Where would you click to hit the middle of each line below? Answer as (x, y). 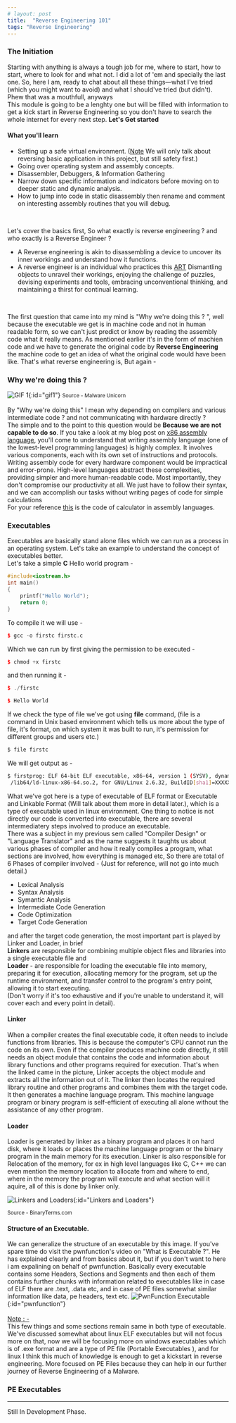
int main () (23, 583)
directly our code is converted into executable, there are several (100, 819)
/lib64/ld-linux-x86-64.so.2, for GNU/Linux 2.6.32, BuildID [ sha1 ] (111, 783)
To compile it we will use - (45, 622)
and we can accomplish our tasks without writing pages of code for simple (115, 492)
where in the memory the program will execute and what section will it (109, 1179)
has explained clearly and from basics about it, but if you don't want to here (117, 1259)
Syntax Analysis (41, 892)
